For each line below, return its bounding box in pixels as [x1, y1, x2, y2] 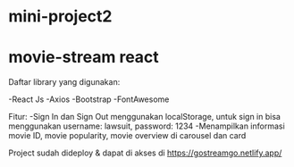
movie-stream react [8, 47, 160, 68]
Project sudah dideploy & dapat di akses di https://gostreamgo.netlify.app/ [8, 147, 282, 158]
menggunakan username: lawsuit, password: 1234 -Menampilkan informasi [8, 121, 285, 131]
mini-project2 [8, 6, 113, 27]
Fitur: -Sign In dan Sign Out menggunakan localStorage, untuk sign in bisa [8, 112, 281, 122]
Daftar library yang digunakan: [8, 77, 121, 88]
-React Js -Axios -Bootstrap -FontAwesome [8, 94, 170, 104]
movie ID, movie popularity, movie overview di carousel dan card [8, 130, 247, 141]
